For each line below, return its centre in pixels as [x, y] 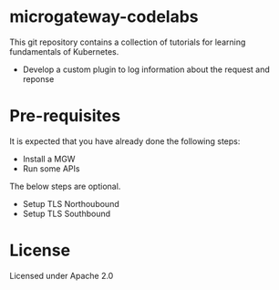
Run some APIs [51, 168]
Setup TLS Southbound [67, 213]
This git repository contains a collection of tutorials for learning [128, 42]
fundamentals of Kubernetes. [64, 51]
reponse [38, 78]
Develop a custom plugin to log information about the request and [146, 69]
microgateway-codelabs [104, 17]
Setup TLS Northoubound [71, 203]
